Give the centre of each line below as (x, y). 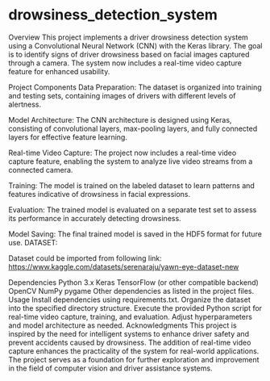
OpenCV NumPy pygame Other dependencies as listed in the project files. (131, 291)
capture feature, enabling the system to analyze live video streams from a (131, 161)
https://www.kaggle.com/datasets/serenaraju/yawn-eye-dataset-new (124, 266)
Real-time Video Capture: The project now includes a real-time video (123, 153)
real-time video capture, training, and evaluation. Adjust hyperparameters (130, 316)
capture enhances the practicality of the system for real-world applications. (134, 351)
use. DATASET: (33, 242)
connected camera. (41, 170)
